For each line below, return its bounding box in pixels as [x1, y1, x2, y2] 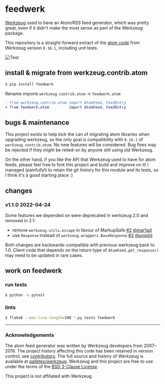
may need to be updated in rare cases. [5, 252, 83, 258]
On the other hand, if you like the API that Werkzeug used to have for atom [5, 156, 156, 163]
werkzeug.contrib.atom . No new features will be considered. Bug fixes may [5, 142, 157, 148]
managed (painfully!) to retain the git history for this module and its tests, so [5, 167, 159, 173]
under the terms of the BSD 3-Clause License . [5, 363, 99, 369]
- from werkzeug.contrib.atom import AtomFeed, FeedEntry [5, 100, 126, 105]
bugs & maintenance [5, 118, 70, 126]
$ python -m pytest [5, 293, 45, 297]
